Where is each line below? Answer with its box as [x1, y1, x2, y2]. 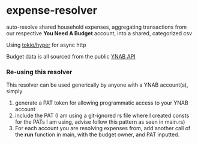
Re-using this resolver [6, 68, 73, 76]
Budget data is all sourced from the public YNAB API [6, 53, 136, 60]
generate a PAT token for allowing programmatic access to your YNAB [14, 99, 189, 106]
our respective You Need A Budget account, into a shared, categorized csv [6, 29, 193, 36]
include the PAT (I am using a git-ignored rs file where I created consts [14, 112, 190, 120]
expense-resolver [6, 4, 98, 17]
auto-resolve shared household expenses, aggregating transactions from [6, 23, 187, 30]
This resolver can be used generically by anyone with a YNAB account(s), [6, 81, 188, 88]
